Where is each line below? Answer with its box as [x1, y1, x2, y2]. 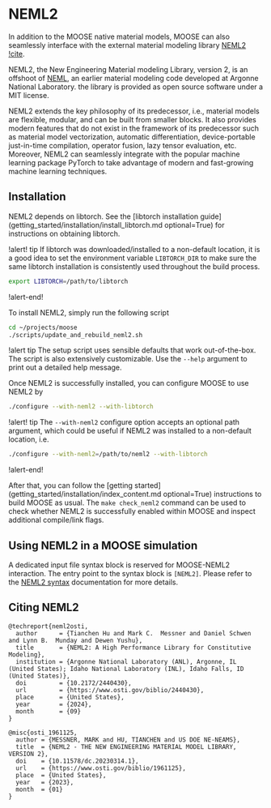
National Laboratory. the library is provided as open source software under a [8, 82, 264, 92]
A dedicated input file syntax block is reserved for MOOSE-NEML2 [8, 560, 231, 570]
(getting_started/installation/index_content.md [8, 490, 162, 499]
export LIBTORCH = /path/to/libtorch [8, 277, 129, 285]
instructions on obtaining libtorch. [8, 229, 121, 238]
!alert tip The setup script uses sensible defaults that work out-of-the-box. [8, 345, 256, 355]
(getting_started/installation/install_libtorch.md [8, 220, 163, 229]
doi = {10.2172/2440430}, [15, 678, 132, 687]
